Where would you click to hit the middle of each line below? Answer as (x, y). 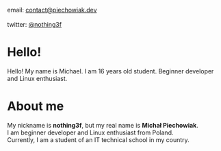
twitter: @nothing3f (35, 24)
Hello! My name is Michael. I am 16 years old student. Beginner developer (110, 71)
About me (36, 106)
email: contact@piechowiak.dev (52, 10)
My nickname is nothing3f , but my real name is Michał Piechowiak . (103, 125)
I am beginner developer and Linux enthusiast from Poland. (90, 132)
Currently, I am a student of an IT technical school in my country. (98, 139)
